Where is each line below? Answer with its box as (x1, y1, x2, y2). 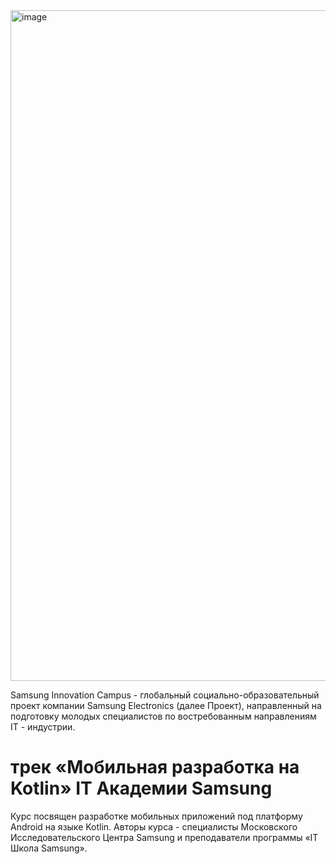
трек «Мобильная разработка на (10, 756, 300, 779)
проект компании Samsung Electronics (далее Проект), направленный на (10, 700, 322, 711)
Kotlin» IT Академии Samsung (10, 777, 273, 800)
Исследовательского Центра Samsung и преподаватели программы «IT (10, 831, 319, 843)
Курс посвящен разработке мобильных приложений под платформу (10, 810, 303, 822)
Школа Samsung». (10, 842, 88, 854)
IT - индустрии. (10, 721, 76, 733)
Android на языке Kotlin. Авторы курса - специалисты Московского (10, 820, 298, 833)
